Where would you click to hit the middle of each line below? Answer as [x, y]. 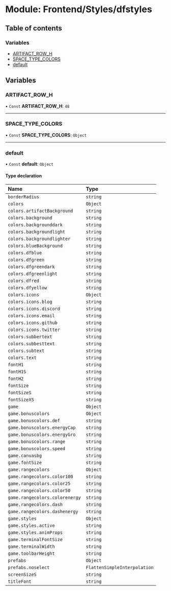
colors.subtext [26, 351]
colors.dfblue [25, 253]
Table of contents [34, 28]
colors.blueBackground [35, 246]
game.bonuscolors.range [37, 442]
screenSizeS [22, 575]
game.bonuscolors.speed [37, 449]
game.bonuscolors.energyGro [42, 435]
